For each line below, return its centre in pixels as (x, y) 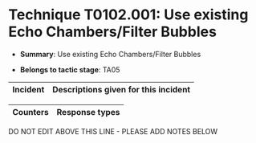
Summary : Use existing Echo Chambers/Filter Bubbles (110, 54)
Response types (88, 112)
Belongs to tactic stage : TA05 (70, 69)
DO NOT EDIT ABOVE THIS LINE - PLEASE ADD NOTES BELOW (113, 131)
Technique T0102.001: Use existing (128, 15)
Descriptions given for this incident (121, 89)
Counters (31, 112)
